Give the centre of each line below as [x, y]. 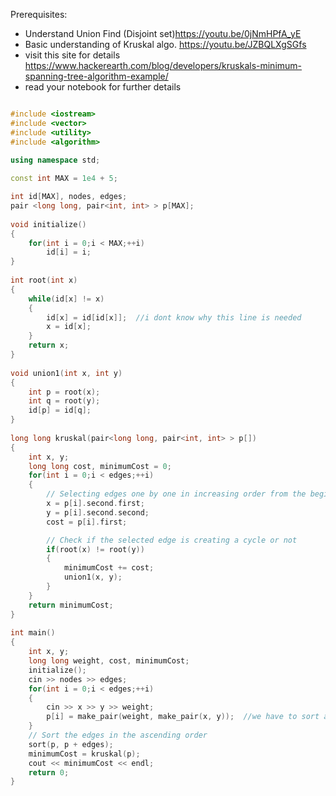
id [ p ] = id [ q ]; [60, 410]
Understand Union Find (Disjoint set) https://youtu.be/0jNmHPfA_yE [163, 33]
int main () [33, 633]
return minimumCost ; [71, 605]
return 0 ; [49, 772]
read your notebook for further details [103, 87]
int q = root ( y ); [64, 401]
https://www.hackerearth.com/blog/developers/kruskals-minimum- [163, 65]
